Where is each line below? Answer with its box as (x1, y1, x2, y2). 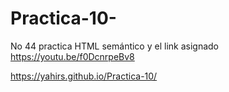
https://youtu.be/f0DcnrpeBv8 (10, 50, 135, 62)
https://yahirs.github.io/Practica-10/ (10, 70, 158, 82)
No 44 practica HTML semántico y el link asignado (10, 40, 219, 52)
